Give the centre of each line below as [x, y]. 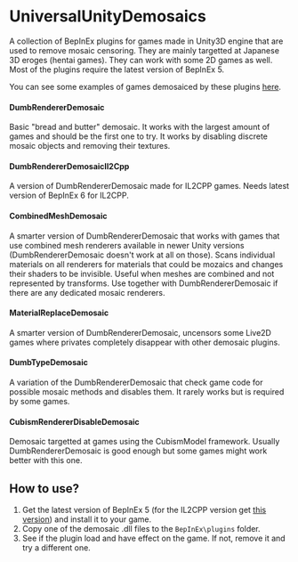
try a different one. [56, 547]
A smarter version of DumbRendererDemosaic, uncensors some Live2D [140, 332]
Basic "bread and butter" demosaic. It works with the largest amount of [140, 127]
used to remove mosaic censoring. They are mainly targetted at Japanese [145, 50]
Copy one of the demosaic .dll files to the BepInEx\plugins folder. [141, 528]
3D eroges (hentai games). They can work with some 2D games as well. [141, 60]
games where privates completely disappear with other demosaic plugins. [145, 342]
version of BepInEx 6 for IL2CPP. [69, 195]
